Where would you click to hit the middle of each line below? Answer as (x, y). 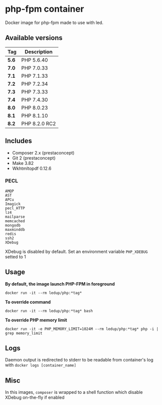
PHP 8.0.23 (35, 108)
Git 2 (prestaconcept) (34, 158)
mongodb (13, 225)
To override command (28, 302)
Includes (19, 141)
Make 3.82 (23, 163)
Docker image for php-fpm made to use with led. (54, 22)
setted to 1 (15, 257)
